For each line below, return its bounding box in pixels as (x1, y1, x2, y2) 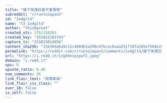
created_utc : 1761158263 (5, 30, 57, 35)
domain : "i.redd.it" (5, 58, 48, 63)
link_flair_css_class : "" (5, 81, 59, 86)
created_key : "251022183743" (5, 35, 66, 40)
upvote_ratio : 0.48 (5, 67, 46, 72)
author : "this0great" (5, 26, 50, 31)
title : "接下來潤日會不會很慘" (5, 7, 63, 12)
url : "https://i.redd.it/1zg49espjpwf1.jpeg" (5, 53, 101, 58)
